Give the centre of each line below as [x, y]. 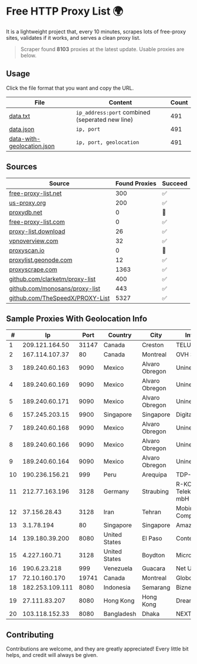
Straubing [155, 492]
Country [120, 335]
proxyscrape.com [33, 269]
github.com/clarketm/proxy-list [52, 279]
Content [120, 102]
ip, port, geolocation [108, 142]
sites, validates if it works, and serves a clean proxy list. [73, 38]
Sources [22, 167]
